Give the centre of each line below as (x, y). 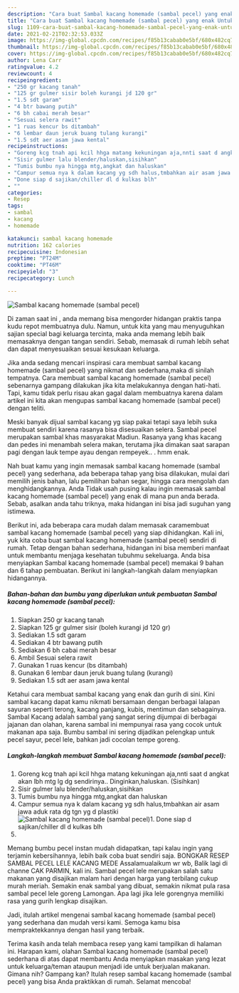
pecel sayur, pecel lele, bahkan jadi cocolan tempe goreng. (94, 739)
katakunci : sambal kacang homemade (60, 238)
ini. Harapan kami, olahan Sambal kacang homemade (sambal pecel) (108, 951)
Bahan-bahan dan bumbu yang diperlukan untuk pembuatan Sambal (112, 594)
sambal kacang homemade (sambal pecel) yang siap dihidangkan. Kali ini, (116, 532)
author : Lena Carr (34, 61)
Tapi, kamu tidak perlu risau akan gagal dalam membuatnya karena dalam (115, 393)
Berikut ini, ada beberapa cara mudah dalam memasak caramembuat (108, 525)
